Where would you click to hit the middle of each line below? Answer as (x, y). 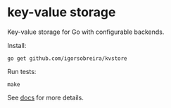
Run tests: (22, 71)
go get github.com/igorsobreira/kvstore (68, 58)
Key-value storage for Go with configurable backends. (86, 32)
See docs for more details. (46, 97)
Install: (17, 45)
